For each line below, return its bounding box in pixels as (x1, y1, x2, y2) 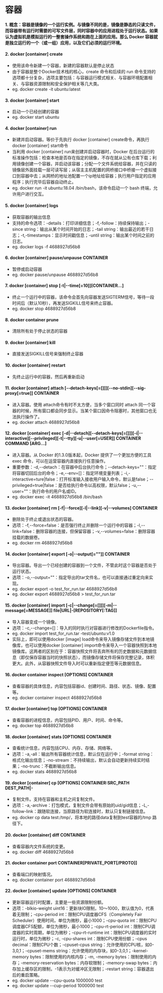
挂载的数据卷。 (12, 534, 42, 541)
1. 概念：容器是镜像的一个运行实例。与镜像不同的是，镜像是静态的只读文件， (5, 21, 158, 27)
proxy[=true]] (5, 390, 33, 396)
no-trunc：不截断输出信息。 (22, 763, 79, 769)
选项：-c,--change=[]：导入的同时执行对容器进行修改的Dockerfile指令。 (12, 625, 157, 631)
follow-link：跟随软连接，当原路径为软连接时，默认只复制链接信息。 (12, 808, 148, 815)
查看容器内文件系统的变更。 (12, 843, 68, 849)
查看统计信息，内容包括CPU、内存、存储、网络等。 (12, 745, 115, 751)
